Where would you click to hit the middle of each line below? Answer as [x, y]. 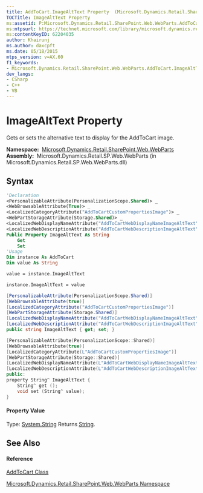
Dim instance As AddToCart [40, 257]
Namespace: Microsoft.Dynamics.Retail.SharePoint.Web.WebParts [90, 149]
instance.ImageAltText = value [46, 285]
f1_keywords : [23, 62]
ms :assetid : [21, 23]
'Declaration [23, 195]
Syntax [20, 182]
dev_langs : [20, 74]
